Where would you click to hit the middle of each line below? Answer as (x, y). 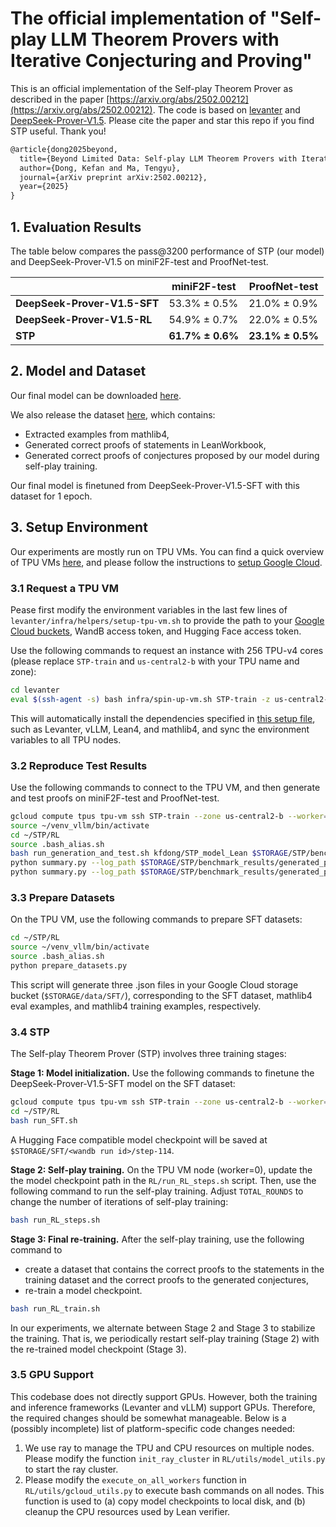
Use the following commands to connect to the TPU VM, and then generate (165, 787)
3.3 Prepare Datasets (63, 898)
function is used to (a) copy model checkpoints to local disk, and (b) (165, 1501)
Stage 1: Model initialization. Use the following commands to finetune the (162, 1073)
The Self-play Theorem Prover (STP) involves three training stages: (148, 1054)
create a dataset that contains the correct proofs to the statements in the (174, 1269)
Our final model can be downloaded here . (96, 395)
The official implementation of (138, 18)
